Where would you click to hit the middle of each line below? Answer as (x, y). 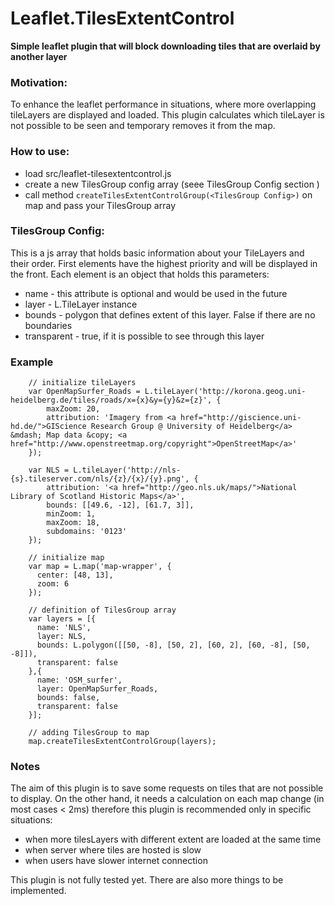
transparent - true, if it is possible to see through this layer (144, 336)
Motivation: (39, 82)
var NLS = (49, 470)
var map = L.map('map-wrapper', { (100, 567)
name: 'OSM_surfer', (79, 680)
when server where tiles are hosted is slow (113, 850)
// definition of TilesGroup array (102, 610)
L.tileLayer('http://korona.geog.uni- (225, 392)
